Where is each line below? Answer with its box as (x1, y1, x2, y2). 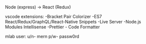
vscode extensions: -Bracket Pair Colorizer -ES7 (5, 14, 102, 19)
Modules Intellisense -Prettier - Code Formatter (5, 24, 100, 30)
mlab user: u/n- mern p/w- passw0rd (5, 34, 79, 39)
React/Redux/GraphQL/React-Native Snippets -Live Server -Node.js (5, 19, 141, 24)
